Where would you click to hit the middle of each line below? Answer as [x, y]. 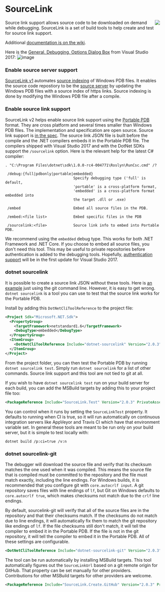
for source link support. [29, 33]
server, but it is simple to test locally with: [47, 432]
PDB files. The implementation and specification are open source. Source [79, 130]
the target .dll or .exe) [99, 200]
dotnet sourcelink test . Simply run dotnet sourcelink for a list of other [78, 368]
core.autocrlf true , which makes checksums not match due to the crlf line [82, 495]
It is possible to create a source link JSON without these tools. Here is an [79, 283]
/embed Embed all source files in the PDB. [78, 208]
